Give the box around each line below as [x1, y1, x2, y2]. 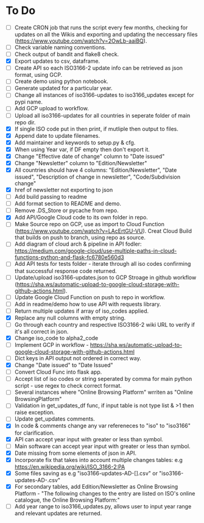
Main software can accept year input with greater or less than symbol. [14, 443, 191, 450]
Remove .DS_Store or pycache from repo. [14, 207, 119, 214]
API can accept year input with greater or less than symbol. [14, 435, 164, 443]
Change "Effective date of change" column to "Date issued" [14, 152, 165, 160]
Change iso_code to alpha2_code [14, 334, 99, 341]
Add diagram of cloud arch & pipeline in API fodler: [14, 240, 142, 247]
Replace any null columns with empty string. [14, 314, 126, 321]
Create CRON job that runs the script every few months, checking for [14, 24, 188, 31]
